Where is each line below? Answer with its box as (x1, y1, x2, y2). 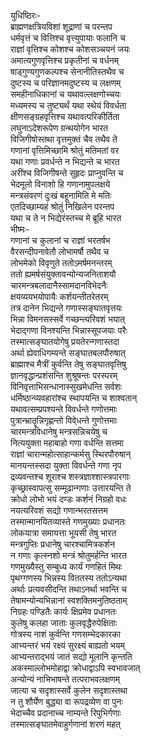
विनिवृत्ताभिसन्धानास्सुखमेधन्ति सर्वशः (10, 381, 122, 392)
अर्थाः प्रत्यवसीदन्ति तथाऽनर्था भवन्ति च (10, 583, 127, 595)
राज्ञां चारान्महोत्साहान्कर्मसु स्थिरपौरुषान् (10, 448, 132, 460)
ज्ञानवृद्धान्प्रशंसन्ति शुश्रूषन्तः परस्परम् (10, 370, 118, 381)
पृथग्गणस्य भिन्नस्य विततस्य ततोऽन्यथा (10, 572, 127, 584)
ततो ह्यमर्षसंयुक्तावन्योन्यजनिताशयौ (10, 268, 117, 280)
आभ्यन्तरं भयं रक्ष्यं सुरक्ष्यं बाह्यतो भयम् (10, 640, 125, 651)
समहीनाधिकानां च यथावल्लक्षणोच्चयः (10, 88, 122, 100)
